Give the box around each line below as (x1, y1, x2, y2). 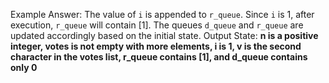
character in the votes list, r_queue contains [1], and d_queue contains (10, 51, 308, 63)
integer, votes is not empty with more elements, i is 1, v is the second (10, 40, 302, 52)
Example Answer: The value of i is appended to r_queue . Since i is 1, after (10, 9, 315, 20)
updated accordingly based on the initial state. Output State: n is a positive (10, 30, 319, 41)
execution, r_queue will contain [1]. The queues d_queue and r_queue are (10, 19, 304, 31)
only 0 (10, 62, 38, 73)
